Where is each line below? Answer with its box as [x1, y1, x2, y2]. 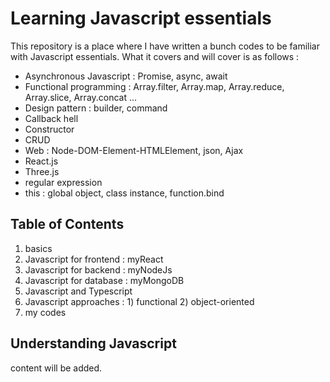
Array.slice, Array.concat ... [24, 91, 138, 103]
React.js [24, 155, 59, 167]
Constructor [24, 123, 75, 135]
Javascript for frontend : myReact [24, 253, 164, 265]
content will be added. [10, 362, 103, 374]
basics [24, 242, 53, 254]
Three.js [24, 165, 60, 177]
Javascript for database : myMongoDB [24, 274, 185, 286]
